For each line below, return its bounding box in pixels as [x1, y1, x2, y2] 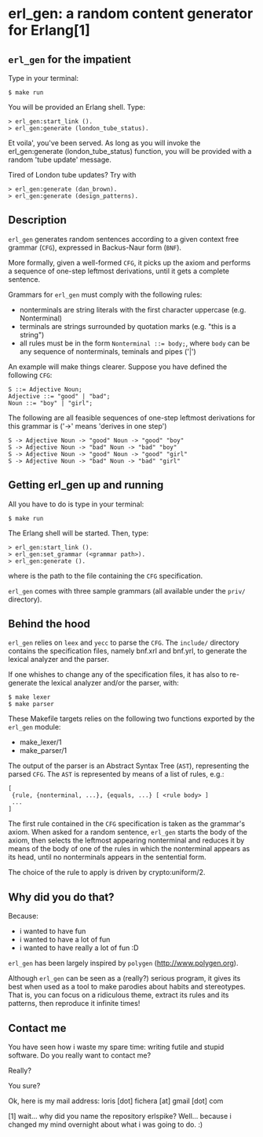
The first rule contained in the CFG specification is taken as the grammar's [8, 819, 246, 828]
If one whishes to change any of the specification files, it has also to [8, 670, 228, 679]
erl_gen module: [8, 722, 61, 732]
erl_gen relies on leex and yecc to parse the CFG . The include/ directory [8, 638, 239, 648]
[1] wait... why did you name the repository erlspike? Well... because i [8, 1112, 232, 1121]
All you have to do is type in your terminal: [8, 499, 144, 509]
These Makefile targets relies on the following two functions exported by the [8, 714, 255, 723]
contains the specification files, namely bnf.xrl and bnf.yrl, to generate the [8, 646, 247, 656]
